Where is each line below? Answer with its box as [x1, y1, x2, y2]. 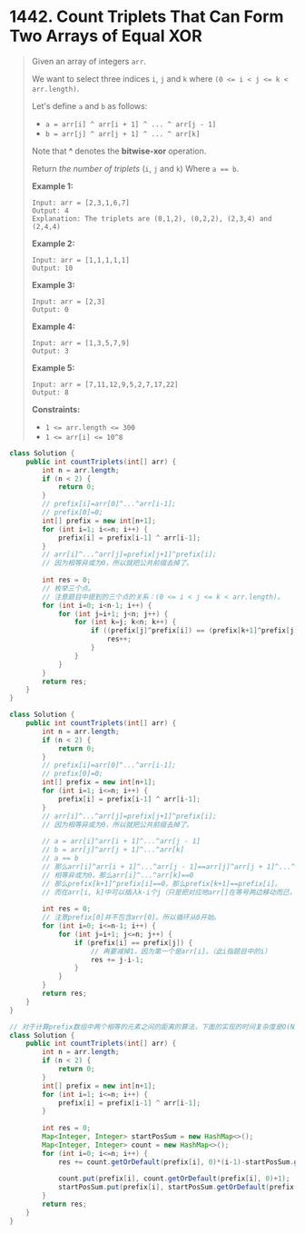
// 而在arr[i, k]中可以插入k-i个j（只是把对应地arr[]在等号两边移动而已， [42, 888, 297, 897]
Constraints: [31, 403, 81, 414]
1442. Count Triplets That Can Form [9, 6, 284, 27]
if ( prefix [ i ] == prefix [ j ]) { [74, 938, 193, 947]
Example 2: [31, 238, 75, 249]
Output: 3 [31, 346, 70, 355]
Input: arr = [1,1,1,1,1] [31, 255, 130, 264]
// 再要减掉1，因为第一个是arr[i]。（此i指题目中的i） [90, 947, 271, 956]
